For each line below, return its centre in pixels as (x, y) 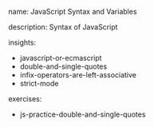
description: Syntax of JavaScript (63, 27)
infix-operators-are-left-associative (78, 75)
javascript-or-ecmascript (61, 58)
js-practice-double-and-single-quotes (83, 114)
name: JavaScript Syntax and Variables (73, 12)
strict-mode (39, 83)
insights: (22, 42)
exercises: (25, 99)
